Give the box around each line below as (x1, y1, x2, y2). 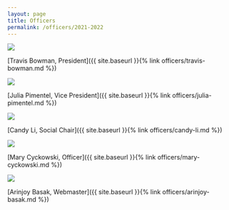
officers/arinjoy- (162, 188, 210, 196)
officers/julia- (172, 91, 212, 100)
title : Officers (7, 17, 56, 24)
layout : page (7, 10, 46, 18)
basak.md (7, 195, 37, 204)
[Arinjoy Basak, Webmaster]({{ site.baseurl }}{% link (7, 188, 161, 196)
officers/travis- (161, 56, 205, 65)
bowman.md (7, 64, 44, 73)
